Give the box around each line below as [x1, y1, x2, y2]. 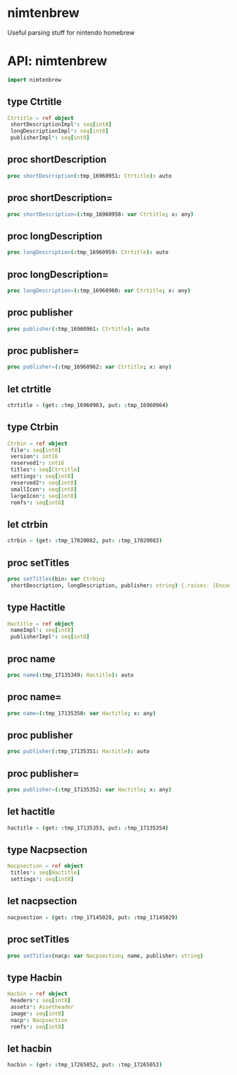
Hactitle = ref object [7, 620, 74, 627]
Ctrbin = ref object [7, 439, 68, 447]
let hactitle [7, 806, 55, 818]
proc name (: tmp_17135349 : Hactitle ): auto [7, 672, 134, 679]
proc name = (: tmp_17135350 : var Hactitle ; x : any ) [7, 710, 157, 717]
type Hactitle [7, 602, 66, 614]
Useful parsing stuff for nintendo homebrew [7, 28, 135, 37]
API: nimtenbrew [7, 53, 108, 69]
